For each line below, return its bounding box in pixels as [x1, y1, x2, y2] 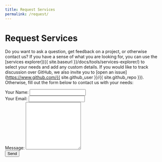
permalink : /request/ [5, 12, 49, 17]
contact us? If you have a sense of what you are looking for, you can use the [5, 54, 158, 60]
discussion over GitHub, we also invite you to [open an [5, 69, 114, 75]
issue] [114, 69, 127, 75]
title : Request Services [5, 7, 55, 12]
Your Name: [5, 90, 29, 95]
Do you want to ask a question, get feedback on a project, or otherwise [5, 49, 147, 54]
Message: [5, 145, 25, 151]
